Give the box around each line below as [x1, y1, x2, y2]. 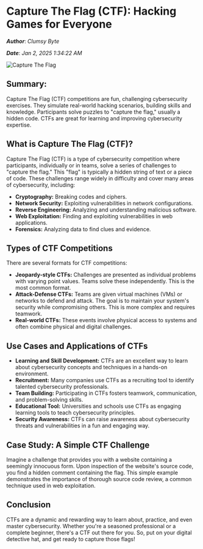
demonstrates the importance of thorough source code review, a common [6, 476, 192, 482]
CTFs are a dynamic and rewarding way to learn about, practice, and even [6, 515, 193, 523]
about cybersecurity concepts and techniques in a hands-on [15, 364, 168, 371]
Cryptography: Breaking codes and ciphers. [15, 193, 127, 200]
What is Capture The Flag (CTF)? [6, 139, 133, 149]
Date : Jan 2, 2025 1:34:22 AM [6, 49, 82, 56]
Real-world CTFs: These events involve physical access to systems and [15, 317, 197, 324]
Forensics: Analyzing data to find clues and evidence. [15, 225, 151, 233]
